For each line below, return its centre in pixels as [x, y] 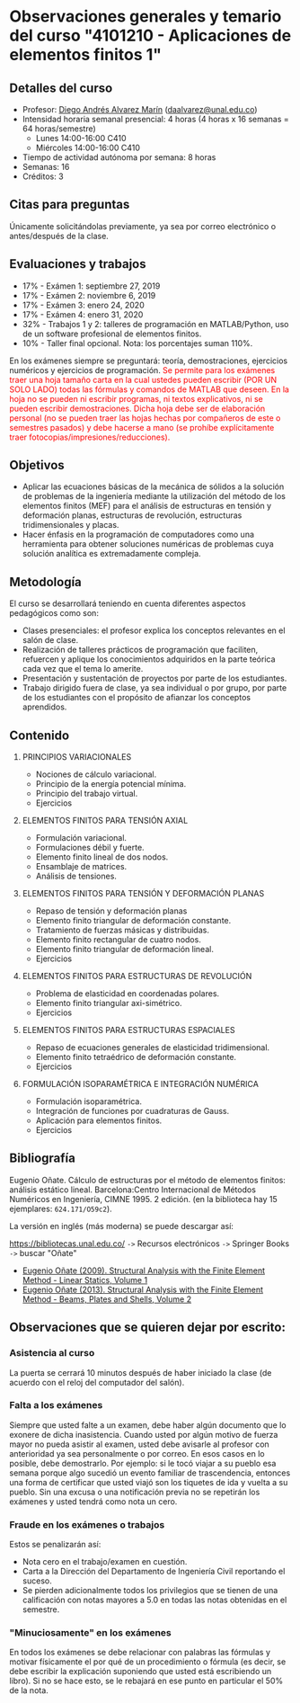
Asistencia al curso [52, 1353]
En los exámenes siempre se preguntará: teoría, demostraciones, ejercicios [149, 361]
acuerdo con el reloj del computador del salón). [97, 1382]
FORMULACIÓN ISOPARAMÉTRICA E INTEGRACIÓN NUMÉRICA [140, 1084]
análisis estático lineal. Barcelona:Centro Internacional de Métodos [132, 1190]
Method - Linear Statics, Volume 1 [85, 1279]
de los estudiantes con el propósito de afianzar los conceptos [137, 698]
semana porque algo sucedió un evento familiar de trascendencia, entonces [150, 1473]
